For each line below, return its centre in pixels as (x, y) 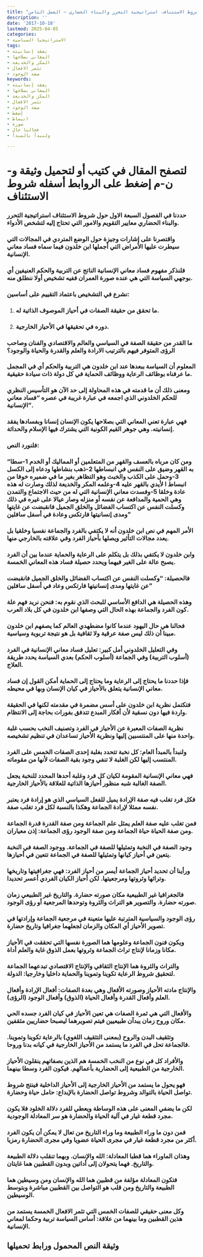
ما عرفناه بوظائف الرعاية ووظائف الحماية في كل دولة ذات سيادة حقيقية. (99, 374)
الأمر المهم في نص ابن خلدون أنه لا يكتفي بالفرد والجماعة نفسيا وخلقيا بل (100, 531)
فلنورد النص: (23, 445)
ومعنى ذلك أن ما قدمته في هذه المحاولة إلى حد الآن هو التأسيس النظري (98, 390)
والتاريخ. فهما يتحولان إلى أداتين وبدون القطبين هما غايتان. (80, 1164)
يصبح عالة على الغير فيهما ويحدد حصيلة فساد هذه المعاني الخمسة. (91, 561)
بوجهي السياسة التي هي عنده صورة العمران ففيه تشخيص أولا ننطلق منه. (100, 277)
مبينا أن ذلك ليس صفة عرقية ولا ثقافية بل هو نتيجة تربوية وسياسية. (92, 633)
